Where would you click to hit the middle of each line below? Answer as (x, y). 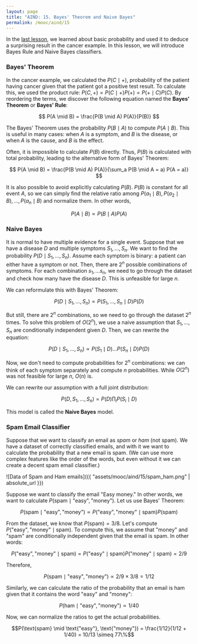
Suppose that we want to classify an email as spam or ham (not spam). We (97, 440)
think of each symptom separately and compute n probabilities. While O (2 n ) (98, 369)
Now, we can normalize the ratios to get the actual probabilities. (83, 617)
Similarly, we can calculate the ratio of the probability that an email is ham (95, 587)
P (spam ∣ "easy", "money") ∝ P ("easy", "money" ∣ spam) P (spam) (99, 512)
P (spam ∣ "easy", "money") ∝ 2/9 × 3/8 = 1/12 (99, 576)
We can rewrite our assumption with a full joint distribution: (77, 388)
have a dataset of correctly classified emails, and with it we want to (88, 446)
